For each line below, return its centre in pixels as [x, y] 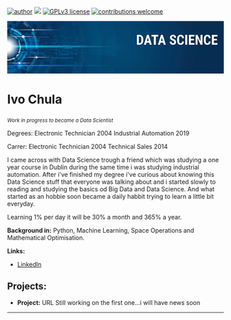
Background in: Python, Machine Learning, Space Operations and [101, 231]
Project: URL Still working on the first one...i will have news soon [109, 303]
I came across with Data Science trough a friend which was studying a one [113, 160]
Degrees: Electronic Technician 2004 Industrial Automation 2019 [98, 134]
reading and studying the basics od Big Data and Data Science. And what [111, 189]
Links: [16, 251]
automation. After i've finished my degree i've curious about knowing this [111, 175]
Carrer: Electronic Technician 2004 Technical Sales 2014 [88, 147]
